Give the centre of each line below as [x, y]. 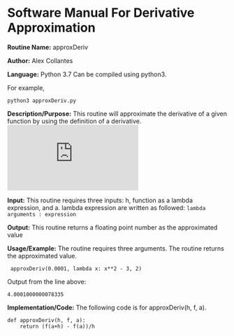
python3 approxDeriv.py [42, 100]
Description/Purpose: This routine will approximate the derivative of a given [117, 113]
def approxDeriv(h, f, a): [46, 320]
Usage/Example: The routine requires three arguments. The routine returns [116, 248]
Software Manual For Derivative [101, 13]
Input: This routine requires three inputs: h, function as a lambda [100, 200]
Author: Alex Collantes [40, 60]
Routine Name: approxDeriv [48, 47]
